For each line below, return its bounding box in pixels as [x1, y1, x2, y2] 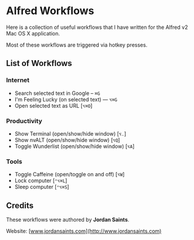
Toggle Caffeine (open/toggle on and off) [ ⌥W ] [14, 171, 125, 178]
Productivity [6, 117, 42, 125]
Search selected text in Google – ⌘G [14, 90, 101, 97]
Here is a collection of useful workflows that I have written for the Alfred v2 [6, 24, 188, 31]
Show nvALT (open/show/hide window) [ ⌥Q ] [14, 136, 121, 143]
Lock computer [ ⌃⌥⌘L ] [14, 177, 68, 184]
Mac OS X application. [6, 29, 61, 37]
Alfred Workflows [6, 4, 95, 18]
